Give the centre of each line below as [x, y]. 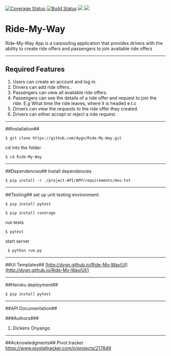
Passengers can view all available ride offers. [60, 92]
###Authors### [22, 318]
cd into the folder [23, 147]
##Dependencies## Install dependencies [48, 171]
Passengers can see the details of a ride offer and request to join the [84, 98]
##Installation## [22, 129]
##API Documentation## [31, 308]
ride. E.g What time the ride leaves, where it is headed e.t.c [75, 103]
